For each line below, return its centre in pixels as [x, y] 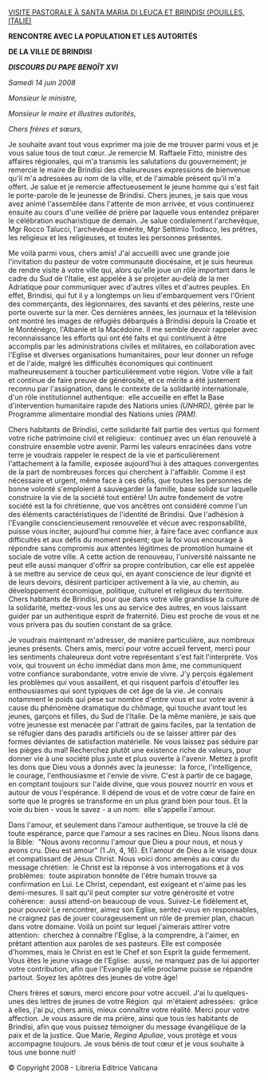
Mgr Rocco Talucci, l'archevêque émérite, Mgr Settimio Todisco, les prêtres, [133, 229]
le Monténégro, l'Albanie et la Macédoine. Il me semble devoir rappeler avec [133, 329]
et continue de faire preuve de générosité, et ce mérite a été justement [124, 380]
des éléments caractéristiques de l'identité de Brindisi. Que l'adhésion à [126, 514]
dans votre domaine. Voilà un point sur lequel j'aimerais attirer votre [119, 926]
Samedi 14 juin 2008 [42, 83]
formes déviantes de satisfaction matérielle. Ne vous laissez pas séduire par [134, 741]
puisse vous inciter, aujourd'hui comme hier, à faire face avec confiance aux [133, 531]
